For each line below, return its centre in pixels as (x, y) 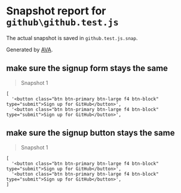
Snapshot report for (56, 11)
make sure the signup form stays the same (87, 68)
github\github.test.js (62, 22)
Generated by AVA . (30, 50)
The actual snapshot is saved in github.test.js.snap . (72, 38)
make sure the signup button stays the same (90, 133)
